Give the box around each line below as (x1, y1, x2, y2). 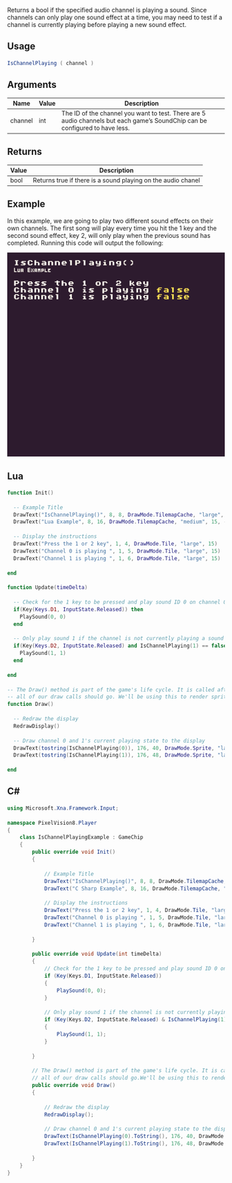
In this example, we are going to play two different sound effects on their (7, 216, 214, 225)
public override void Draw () (32, 1082, 116, 1089)
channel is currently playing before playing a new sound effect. (7, 21, 186, 28)
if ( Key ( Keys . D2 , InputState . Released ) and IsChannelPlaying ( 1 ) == (13, 642, 209, 649)
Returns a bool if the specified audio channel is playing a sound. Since (7, 6, 207, 14)
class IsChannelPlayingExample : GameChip (19, 834, 144, 841)
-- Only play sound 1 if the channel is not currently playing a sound (13, 635, 224, 642)
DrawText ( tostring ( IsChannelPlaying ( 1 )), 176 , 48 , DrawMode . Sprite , (13, 752, 215, 759)
